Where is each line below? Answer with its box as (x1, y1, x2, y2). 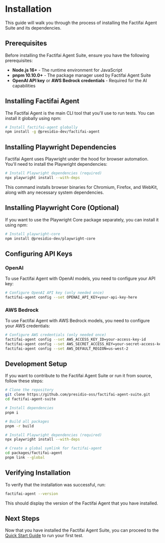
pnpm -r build (5, 423, 34, 428)
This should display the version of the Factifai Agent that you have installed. (5, 500, 159, 506)
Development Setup (5, 360, 67, 368)
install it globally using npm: (5, 115, 61, 121)
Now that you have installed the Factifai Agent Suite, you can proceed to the (5, 527, 159, 533)
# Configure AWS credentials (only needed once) (5, 332, 107, 337)
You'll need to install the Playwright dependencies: (5, 161, 108, 167)
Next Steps (5, 514, 40, 523)
